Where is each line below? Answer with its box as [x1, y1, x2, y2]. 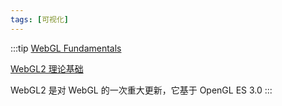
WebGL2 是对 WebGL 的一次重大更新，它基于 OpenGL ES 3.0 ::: [10, 84, 273, 96]
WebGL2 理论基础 [10, 62, 84, 75]
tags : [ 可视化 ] [10, 14, 70, 25]
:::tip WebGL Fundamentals [10, 42, 122, 54]
